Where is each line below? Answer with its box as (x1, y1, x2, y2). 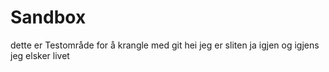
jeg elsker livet (10, 49, 70, 61)
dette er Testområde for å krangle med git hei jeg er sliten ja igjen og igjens (10, 39, 320, 51)
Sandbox (10, 6, 87, 29)
